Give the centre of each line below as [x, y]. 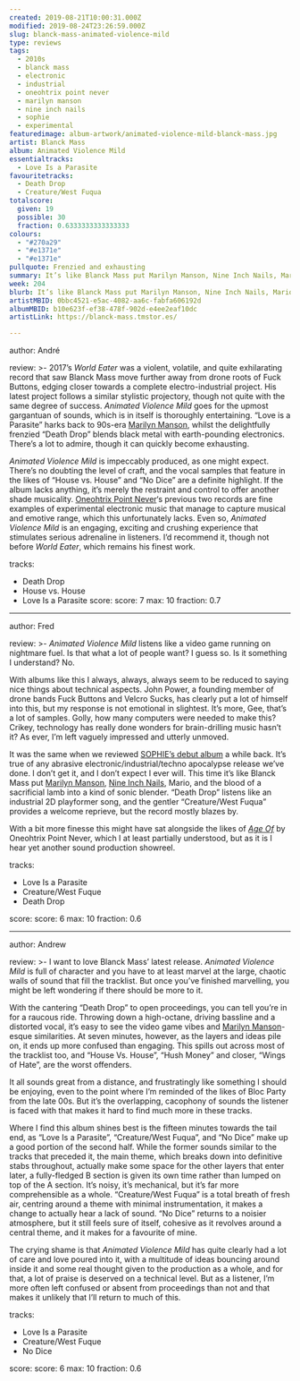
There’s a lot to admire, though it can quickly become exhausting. [129, 444]
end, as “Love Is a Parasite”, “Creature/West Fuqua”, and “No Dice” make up [149, 1138]
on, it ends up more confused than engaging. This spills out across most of [147, 1046]
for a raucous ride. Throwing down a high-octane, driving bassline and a [142, 1018]
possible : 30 [42, 217]
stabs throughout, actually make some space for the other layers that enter [147, 1166]
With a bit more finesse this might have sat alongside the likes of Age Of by [147, 829]
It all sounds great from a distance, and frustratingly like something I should [148, 1082]
